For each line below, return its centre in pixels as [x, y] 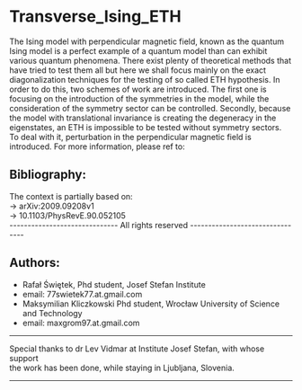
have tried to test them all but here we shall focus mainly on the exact [138, 70]
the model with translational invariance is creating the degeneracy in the [143, 118]
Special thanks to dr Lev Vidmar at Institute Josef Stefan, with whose [137, 349]
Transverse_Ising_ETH [95, 17]
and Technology [52, 313]
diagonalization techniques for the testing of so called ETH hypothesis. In [145, 79]
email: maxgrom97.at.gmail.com [81, 323]
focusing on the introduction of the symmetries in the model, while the [139, 98]
